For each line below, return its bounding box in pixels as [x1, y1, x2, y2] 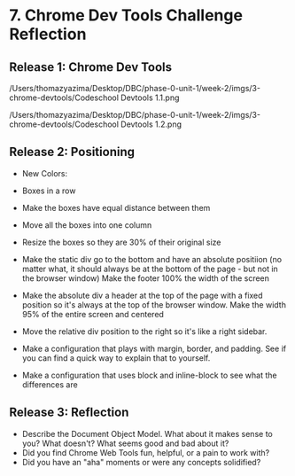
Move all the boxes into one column [21, 219, 152, 230]
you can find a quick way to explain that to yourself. [21, 352, 211, 363]
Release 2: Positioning [9, 144, 136, 160]
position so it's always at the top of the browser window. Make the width [21, 299, 286, 310]
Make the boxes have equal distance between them [21, 202, 211, 213]
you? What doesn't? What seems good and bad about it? [21, 438, 229, 449]
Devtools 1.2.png [120, 119, 182, 129]
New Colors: [21, 168, 68, 178]
